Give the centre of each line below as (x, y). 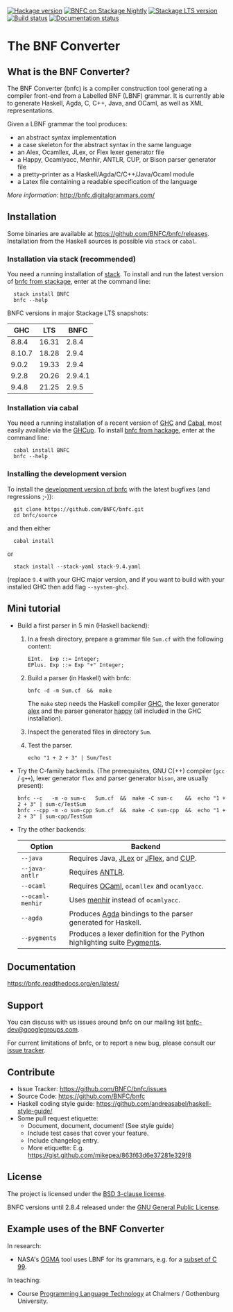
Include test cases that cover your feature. (88, 1133)
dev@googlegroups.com (43, 1029)
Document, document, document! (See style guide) (101, 1125)
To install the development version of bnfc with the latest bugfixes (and (109, 489)
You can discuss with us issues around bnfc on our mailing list (96, 1022)
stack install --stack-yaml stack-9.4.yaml (77, 566)
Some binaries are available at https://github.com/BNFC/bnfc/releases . (109, 233)
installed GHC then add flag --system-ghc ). (68, 587)
